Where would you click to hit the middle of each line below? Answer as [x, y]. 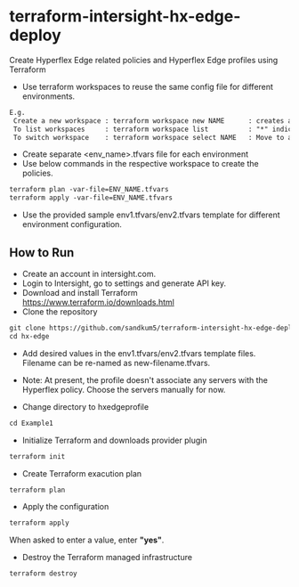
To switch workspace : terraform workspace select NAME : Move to [149, 137]
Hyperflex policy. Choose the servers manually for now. [124, 389]
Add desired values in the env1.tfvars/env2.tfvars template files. [139, 353]
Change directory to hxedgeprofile [85, 406]
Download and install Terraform [80, 293]
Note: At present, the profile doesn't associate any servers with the [145, 379]
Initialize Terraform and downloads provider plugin [114, 440]
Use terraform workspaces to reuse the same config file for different [148, 86]
